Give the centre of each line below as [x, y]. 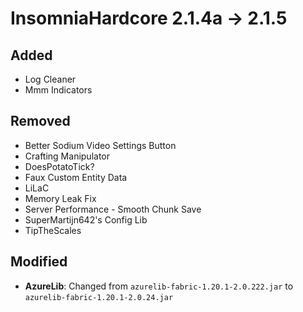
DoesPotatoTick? [59, 166]
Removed [40, 121]
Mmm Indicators [58, 90]
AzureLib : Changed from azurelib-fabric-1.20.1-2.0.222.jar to [159, 286]
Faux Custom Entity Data [76, 177]
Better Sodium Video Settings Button [100, 145]
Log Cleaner [50, 79]
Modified [39, 262]
